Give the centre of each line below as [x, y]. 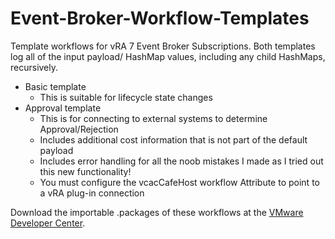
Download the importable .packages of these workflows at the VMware [157, 212]
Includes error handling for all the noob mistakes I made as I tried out [181, 161]
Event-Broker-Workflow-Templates [160, 18]
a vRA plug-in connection [92, 193]
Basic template [55, 86]
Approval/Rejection [79, 129]
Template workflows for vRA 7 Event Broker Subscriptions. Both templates [163, 46]
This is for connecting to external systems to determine [153, 118]
